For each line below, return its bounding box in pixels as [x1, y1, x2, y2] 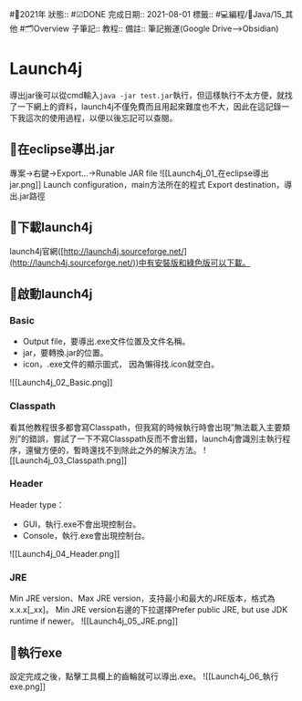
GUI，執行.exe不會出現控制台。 [22, 519, 141, 530]
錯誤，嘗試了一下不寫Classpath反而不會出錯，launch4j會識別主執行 [28, 433, 283, 444]
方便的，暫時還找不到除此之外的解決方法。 [40, 444, 202, 455]
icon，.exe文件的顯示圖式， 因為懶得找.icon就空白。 [22, 359, 220, 370]
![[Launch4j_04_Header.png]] [9, 548, 120, 559]
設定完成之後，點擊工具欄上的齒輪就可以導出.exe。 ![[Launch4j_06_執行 [9, 670, 279, 682]
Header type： [9, 499, 65, 510]
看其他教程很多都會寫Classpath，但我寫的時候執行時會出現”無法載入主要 [9, 421, 283, 432]
